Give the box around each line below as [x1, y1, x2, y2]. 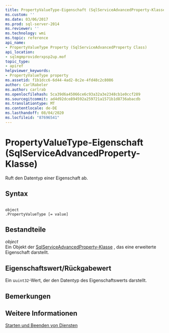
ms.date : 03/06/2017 [5, 17, 49, 22]
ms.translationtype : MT [5, 101, 55, 106]
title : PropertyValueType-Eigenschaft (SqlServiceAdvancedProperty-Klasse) [5, 7, 167, 13]
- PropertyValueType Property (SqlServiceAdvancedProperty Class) [5, 45, 147, 50]
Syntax [5, 189, 28, 198]
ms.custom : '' [5, 12, 35, 17]
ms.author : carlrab [5, 87, 46, 92]
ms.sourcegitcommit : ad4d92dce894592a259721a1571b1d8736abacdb [5, 96, 141, 101]
